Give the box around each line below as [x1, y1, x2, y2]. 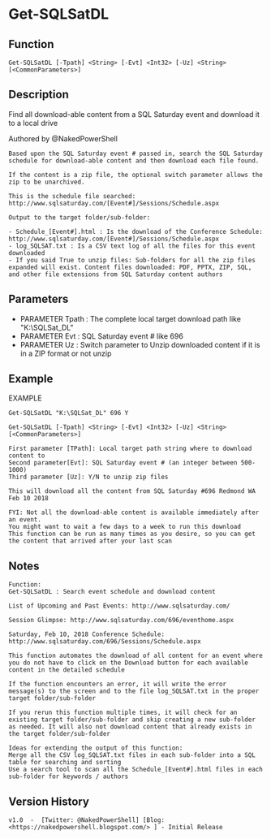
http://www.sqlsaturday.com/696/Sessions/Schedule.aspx [8, 638, 201, 646]
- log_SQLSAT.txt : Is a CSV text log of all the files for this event [8, 241, 256, 250]
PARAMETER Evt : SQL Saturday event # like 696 [19, 331, 184, 341]
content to [8, 452, 45, 460]
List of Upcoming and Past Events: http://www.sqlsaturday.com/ [8, 602, 230, 610]
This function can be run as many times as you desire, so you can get [8, 530, 256, 538]
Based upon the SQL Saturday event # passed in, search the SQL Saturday [8, 149, 264, 158]
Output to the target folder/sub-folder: [8, 213, 151, 222]
